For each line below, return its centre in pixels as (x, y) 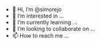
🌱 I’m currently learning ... (45, 22)
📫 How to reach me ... (40, 36)
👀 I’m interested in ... (38, 16)
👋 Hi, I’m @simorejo (37, 9)
